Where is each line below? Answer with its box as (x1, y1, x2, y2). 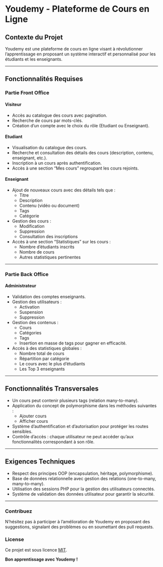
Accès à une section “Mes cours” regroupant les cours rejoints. (12, 165, 139, 171)
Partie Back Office (5, 271, 49, 277)
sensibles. (12, 429, 33, 434)
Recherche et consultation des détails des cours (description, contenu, (12, 150, 154, 155)
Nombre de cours (19, 249, 55, 255)
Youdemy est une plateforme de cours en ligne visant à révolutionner (5, 46, 143, 52)
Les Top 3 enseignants (19, 366, 65, 372)
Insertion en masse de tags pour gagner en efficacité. (19, 340, 127, 346)
